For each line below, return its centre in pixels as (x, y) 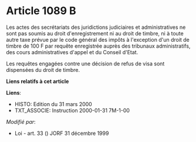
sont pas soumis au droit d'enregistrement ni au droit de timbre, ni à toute (95, 33)
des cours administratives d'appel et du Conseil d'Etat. (72, 52)
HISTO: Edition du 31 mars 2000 (53, 104)
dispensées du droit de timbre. (43, 70)
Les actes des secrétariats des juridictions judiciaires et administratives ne (96, 27)
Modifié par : (21, 121)
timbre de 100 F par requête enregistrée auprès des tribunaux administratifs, (98, 46)
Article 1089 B (41, 11)
